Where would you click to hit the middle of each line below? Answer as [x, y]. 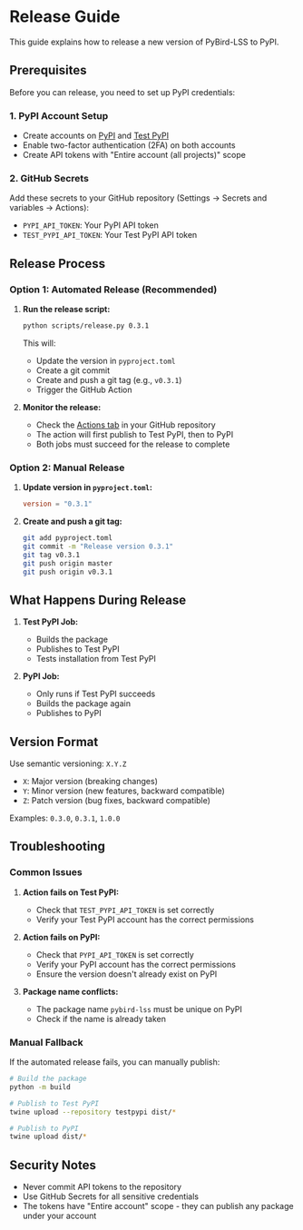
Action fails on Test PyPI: [71, 892]
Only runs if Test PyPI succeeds [96, 694]
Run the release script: [66, 310]
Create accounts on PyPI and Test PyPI [96, 136]
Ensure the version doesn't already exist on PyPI [127, 974]
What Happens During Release [98, 600]
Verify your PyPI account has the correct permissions [136, 964]
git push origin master [68, 563]
